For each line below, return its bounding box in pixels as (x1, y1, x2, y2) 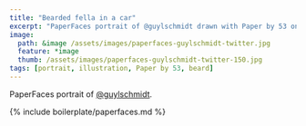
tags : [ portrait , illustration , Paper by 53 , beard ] (9, 64, 214, 73)
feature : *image (17, 47, 79, 56)
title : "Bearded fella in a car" (9, 13, 137, 23)
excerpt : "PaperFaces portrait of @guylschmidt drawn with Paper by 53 (9, 22, 287, 31)
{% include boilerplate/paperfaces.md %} (9, 106, 167, 117)
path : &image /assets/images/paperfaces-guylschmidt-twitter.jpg (17, 38, 271, 48)
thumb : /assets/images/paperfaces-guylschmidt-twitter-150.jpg (17, 55, 262, 64)
